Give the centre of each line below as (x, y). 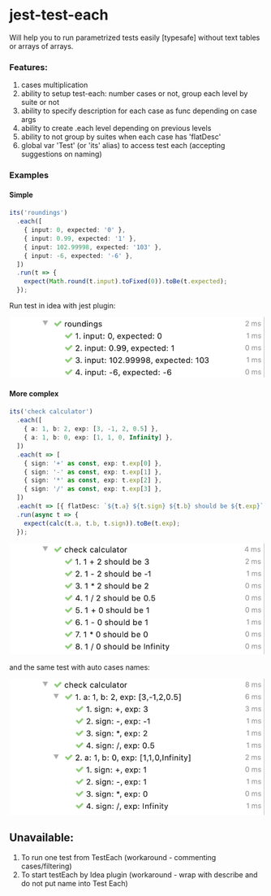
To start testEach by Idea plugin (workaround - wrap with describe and (139, 874)
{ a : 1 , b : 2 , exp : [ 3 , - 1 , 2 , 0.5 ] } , (91, 429)
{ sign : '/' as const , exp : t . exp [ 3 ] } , (93, 489)
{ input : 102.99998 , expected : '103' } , (93, 247)
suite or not (40, 103)
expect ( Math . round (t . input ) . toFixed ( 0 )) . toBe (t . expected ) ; (126, 282)
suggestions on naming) (61, 154)
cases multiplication (54, 85)
